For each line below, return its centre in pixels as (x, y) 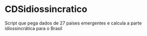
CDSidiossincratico (46, 9)
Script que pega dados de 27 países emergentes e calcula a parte (73, 23)
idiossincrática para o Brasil (34, 28)
